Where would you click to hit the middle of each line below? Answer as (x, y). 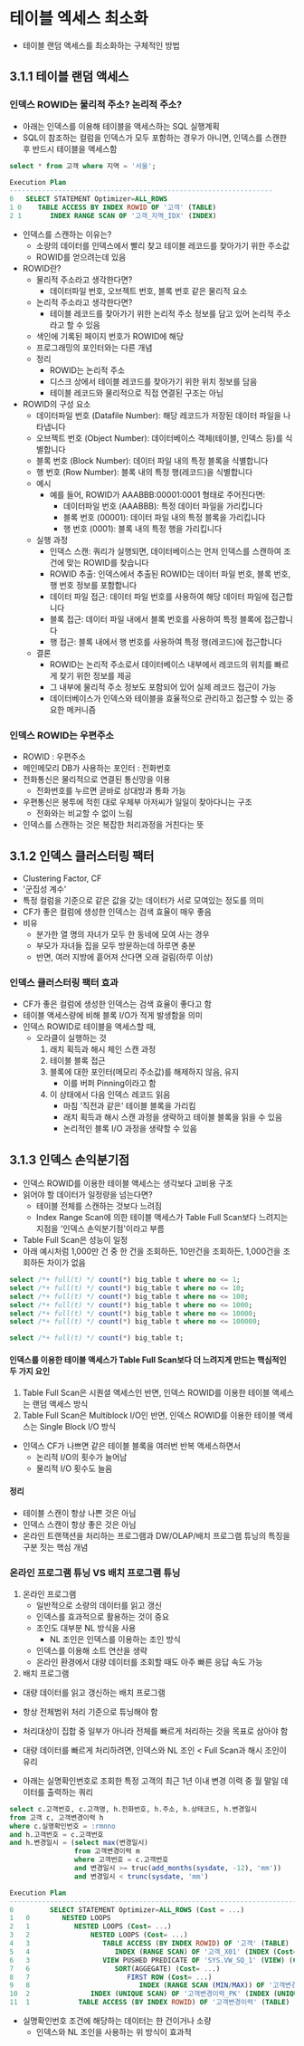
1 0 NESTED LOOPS (60, 1918)
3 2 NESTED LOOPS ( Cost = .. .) (99, 1935)
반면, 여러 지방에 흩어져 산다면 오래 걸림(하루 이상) (124, 957)
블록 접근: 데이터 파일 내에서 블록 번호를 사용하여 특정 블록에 (156, 619)
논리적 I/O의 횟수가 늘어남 (81, 1458)
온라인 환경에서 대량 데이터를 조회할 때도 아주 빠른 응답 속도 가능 (149, 1661)
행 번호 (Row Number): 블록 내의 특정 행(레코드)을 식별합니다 (144, 472)
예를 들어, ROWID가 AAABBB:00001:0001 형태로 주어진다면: (157, 494)
